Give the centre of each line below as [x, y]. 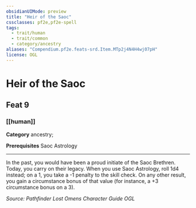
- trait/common [30, 38]
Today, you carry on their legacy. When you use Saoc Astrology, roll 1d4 [92, 168]
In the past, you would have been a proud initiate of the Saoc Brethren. [91, 162]
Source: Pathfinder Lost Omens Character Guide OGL [71, 198]
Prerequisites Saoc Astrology [42, 146]
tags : [13, 28]
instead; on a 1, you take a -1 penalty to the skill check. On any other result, [96, 175]
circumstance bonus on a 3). [41, 187]
